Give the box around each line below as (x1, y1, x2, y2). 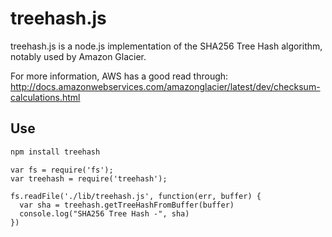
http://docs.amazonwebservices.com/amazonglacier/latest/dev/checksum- (10, 80, 321, 92)
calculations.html (10, 91, 81, 103)
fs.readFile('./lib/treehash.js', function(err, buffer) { (10, 191, 262, 201)
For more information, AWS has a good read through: (10, 70, 229, 82)
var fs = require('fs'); (10, 165, 114, 175)
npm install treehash (10, 147, 101, 157)
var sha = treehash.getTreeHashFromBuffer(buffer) (19, 200, 235, 210)
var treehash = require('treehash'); (10, 173, 168, 184)
